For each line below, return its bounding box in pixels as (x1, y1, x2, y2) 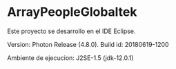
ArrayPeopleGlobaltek (7, 4, 137, 20)
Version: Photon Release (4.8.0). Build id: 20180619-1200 (7, 40, 169, 48)
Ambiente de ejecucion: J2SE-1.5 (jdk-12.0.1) (7, 53, 134, 62)
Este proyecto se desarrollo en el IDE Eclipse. (7, 27, 136, 35)
